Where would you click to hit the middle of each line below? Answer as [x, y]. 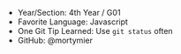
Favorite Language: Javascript [72, 22]
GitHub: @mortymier [55, 40]
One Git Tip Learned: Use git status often [95, 31]
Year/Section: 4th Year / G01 [69, 13]
